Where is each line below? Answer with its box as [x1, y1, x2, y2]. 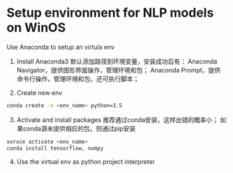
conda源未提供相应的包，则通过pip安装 [22, 124, 136, 133]
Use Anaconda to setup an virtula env [6, 43, 115, 51]
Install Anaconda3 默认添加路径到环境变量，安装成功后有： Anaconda [16, 57, 218, 66]
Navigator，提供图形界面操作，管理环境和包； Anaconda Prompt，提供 [16, 66, 221, 74]
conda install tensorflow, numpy [6, 144, 104, 151]
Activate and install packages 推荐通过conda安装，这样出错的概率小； [16, 115, 219, 123]
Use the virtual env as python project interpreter [16, 157, 155, 165]
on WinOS [6, 20, 66, 36]
